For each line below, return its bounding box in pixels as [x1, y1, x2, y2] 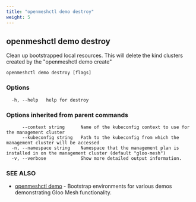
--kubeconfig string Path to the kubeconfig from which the [21, 134, 179, 140]
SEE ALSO [6, 169, 36, 177]
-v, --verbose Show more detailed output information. [11, 155, 182, 161]
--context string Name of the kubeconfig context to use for [21, 124, 190, 130]
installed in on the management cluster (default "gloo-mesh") [6, 150, 166, 156]
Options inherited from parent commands [6, 111, 129, 119]
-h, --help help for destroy [11, 97, 89, 103]
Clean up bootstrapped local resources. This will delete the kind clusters [6, 52, 183, 59]
